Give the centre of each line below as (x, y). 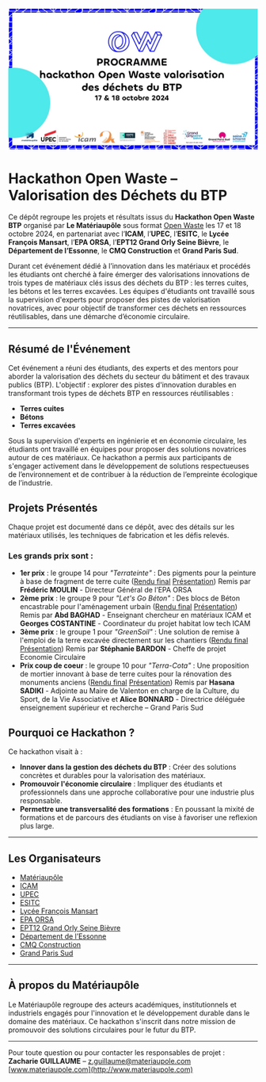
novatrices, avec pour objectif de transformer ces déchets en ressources (127, 308)
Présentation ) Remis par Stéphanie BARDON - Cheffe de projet (123, 649)
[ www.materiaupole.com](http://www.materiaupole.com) (101, 1069)
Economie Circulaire (52, 657)
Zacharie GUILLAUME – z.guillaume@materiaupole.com (100, 1061)
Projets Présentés (53, 508)
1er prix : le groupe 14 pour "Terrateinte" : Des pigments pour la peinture (138, 573)
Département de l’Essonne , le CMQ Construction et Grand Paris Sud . (123, 251)
